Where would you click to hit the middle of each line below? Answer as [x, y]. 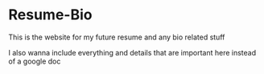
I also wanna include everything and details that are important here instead [132, 52]
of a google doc [35, 61]
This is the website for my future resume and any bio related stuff [117, 37]
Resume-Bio [50, 15]
